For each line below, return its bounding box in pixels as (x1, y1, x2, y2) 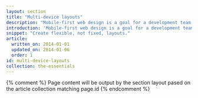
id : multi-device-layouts (6, 58, 70, 63)
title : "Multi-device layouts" (6, 14, 83, 20)
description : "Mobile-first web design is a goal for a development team (6, 19, 192, 25)
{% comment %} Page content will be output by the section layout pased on (6, 79, 190, 86)
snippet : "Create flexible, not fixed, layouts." (6, 31, 131, 36)
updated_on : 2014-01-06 (11, 47, 70, 53)
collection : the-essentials (6, 63, 75, 69)
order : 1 (11, 52, 33, 58)
